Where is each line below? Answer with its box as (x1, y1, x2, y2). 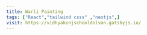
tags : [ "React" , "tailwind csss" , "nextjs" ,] (6, 14, 120, 20)
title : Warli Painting (6, 8, 63, 15)
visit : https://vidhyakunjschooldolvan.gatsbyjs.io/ (6, 20, 142, 26)
